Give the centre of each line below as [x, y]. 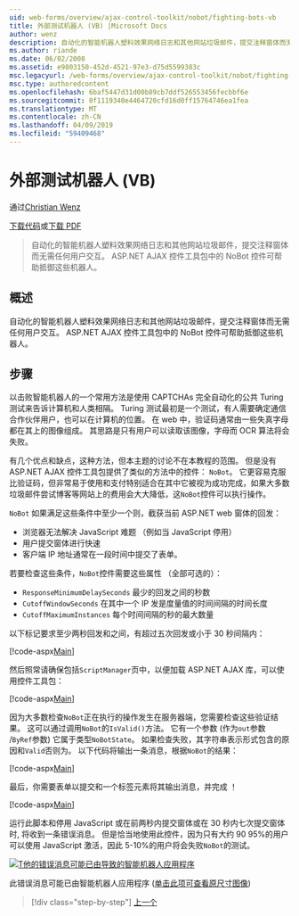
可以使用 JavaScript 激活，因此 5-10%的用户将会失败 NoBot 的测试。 [132, 846]
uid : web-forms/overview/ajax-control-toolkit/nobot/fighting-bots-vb [143, 17]
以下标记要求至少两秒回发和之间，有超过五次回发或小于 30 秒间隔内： [137, 633]
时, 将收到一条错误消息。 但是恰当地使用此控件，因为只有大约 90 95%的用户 [149, 834]
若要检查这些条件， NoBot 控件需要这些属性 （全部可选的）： [116, 574]
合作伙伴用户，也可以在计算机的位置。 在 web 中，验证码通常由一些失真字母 [149, 419]
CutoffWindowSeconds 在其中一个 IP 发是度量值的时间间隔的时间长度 [145, 604]
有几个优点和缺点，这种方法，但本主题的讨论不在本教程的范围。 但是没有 [143, 461]
